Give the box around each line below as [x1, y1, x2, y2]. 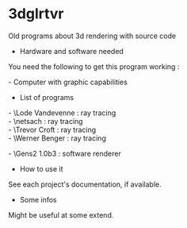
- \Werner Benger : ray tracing [8, 133, 107, 143]
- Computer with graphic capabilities [8, 77, 128, 87]
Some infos [19, 195, 57, 204]
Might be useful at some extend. [8, 210, 114, 219]
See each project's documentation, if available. [8, 180, 162, 189]
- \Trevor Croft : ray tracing [8, 125, 97, 134]
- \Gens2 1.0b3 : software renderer [8, 149, 121, 158]
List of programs [19, 92, 74, 102]
